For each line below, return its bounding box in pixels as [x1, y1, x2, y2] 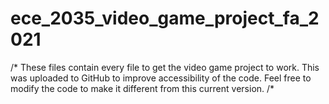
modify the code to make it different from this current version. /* [10, 82, 275, 94]
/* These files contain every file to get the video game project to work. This [10, 61, 320, 73]
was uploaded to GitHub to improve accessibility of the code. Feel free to [10, 72, 312, 84]
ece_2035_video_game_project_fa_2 [10, 7, 320, 30]
